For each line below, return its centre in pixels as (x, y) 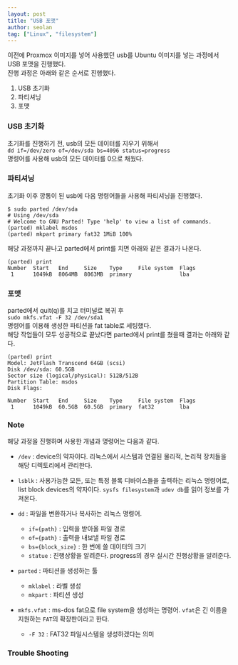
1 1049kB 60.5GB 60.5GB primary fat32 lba (100, 407)
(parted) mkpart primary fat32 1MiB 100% (70, 234)
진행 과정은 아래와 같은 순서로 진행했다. (62, 73)
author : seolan (30, 27)
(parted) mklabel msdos (43, 228)
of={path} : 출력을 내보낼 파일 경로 (77, 538)
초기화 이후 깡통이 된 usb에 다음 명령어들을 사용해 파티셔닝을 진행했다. (105, 195)
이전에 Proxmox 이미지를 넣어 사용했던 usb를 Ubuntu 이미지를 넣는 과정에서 (113, 55)
